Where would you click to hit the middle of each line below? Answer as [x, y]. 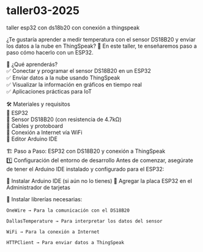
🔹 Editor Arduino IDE [32, 139]
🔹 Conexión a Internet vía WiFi [44, 132]
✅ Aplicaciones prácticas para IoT [49, 91]
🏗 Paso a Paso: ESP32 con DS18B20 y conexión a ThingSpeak [86, 151]
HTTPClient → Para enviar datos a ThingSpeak [65, 242]
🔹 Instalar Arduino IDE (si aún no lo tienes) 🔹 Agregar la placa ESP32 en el [99, 180]
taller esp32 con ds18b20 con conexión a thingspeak [73, 28]
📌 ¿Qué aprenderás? [32, 64]
